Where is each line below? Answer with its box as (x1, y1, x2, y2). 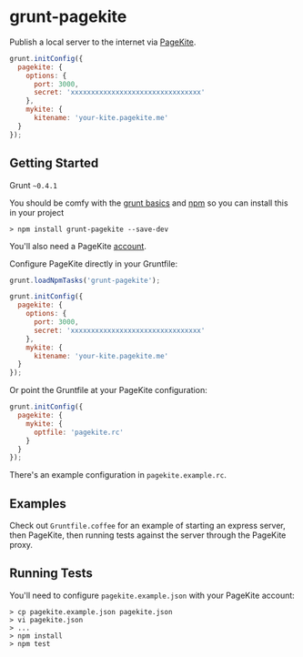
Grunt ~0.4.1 (9, 179, 57, 190)
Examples (9, 496, 66, 511)
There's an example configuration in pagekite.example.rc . (9, 470, 227, 480)
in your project (9, 207, 65, 217)
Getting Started (9, 156, 99, 171)
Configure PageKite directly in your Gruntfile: (9, 258, 178, 269)
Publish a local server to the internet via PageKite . (9, 36, 197, 47)
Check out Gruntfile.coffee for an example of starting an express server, (9, 521, 287, 531)
